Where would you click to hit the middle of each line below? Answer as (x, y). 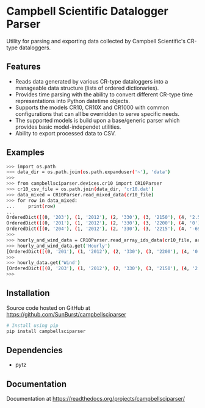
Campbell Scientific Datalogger (88, 11)
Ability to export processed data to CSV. (65, 133)
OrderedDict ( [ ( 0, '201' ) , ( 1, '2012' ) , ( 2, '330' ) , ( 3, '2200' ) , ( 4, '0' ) (103, 223)
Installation (28, 293)
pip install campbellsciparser (46, 331)
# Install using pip (33, 325)
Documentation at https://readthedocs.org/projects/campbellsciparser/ (95, 399)
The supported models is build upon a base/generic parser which (97, 120)
